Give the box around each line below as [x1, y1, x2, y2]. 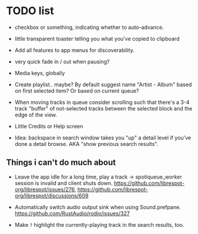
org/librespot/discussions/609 [14, 192, 89, 199]
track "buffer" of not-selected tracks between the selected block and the [14, 105, 193, 112]
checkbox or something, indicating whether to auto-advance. [14, 24, 164, 31]
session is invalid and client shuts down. [14, 179, 113, 187]
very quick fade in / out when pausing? [14, 58, 110, 65]
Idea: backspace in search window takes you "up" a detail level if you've [14, 134, 191, 141]
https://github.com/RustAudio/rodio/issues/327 [14, 210, 130, 217]
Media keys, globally [14, 69, 65, 76]
